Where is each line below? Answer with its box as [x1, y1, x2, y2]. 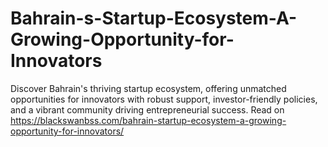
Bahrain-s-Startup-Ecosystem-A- [10, 7, 298, 30]
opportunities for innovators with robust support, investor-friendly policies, [10, 93, 318, 105]
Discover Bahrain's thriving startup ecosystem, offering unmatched [10, 82, 287, 94]
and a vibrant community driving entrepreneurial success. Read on [10, 103, 285, 116]
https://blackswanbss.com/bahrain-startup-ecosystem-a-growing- [10, 114, 287, 126]
